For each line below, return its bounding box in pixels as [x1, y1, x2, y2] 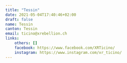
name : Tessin [5, 21, 33, 27]
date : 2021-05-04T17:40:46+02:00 [5, 12, 77, 17]
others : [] [14, 41, 38, 46]
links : [5, 36, 19, 41]
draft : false [5, 17, 33, 22]
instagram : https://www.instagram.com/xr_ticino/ [14, 50, 122, 55]
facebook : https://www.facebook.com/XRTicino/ [14, 45, 115, 50]
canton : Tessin [5, 26, 38, 31]
